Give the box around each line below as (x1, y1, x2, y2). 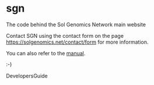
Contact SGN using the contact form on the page (6, 32, 124, 39)
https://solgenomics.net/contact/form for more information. (6, 38, 149, 45)
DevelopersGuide (6, 72, 48, 79)
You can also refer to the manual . (6, 49, 86, 56)
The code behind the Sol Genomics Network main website (6, 21, 146, 28)
